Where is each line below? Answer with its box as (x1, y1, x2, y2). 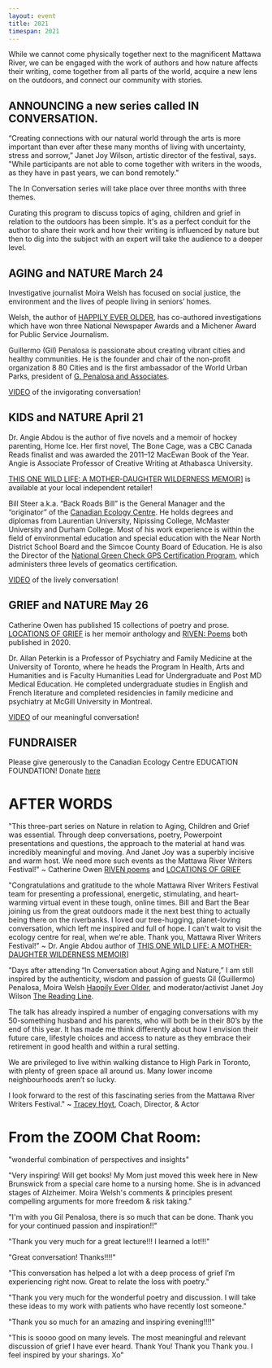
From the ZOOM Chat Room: (8, 1128, 201, 1147)
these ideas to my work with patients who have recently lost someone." (8, 1301, 248, 1311)
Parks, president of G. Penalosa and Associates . (8, 371, 170, 381)
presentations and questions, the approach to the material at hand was (8, 839, 245, 848)
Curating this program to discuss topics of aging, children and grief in (8, 208, 241, 218)
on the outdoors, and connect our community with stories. (8, 75, 203, 85)
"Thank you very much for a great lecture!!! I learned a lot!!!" (8, 1237, 210, 1247)
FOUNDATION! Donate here (8, 766, 101, 776)
